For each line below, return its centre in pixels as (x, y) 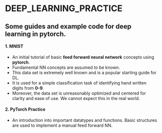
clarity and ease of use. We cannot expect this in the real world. (76, 98)
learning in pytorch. (36, 34)
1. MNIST (14, 46)
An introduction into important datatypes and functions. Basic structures (84, 120)
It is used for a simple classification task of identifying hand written (79, 83)
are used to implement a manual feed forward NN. (62, 125)
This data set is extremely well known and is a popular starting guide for (84, 72)
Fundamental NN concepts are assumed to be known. (66, 67)
